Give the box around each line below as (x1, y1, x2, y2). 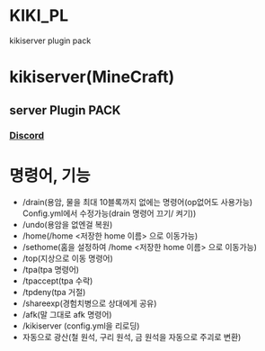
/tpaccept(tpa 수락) (22, 275, 93, 286)
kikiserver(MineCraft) (9, 67, 175, 87)
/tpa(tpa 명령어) (22, 265, 79, 275)
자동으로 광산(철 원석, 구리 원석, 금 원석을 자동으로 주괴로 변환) (22, 332, 242, 343)
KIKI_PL (9, 5, 69, 26)
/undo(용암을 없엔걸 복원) (22, 220, 113, 230)
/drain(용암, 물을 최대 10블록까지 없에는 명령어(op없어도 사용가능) (22, 197, 253, 208)
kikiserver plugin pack (9, 35, 92, 46)
